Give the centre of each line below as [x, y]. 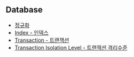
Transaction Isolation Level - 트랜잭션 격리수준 [71, 47]
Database [24, 10]
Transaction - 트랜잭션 [42, 40]
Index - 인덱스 [32, 32]
